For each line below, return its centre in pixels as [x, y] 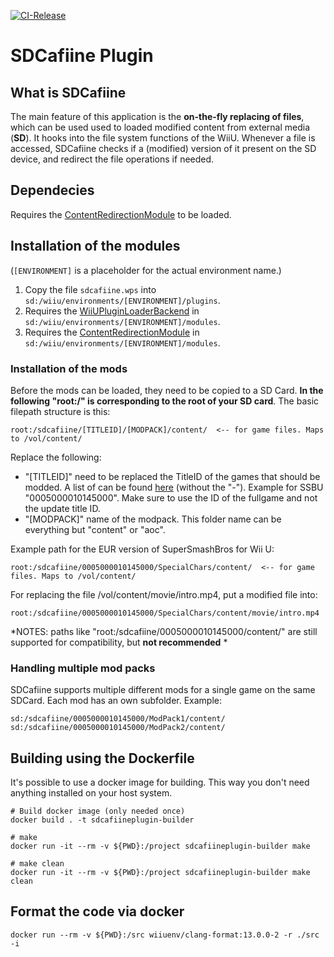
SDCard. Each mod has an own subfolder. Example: [116, 701]
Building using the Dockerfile [102, 758]
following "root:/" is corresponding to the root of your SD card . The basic [165, 401]
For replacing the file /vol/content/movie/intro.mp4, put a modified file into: [164, 594]
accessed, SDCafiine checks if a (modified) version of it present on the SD [163, 148]
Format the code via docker [97, 911]
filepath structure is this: [60, 411]
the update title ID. [62, 508]
